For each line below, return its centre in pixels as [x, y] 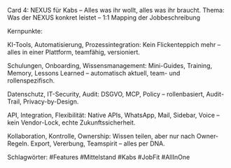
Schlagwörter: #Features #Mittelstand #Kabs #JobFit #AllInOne [99, 157]
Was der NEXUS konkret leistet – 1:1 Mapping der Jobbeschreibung [104, 17]
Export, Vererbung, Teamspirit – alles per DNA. [98, 143]
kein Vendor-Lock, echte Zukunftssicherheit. [71, 122]
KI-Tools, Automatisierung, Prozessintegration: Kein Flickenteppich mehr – [114, 44]
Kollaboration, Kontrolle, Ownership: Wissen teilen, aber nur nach [101, 136]
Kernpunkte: [25, 31]
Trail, [15, 101]
